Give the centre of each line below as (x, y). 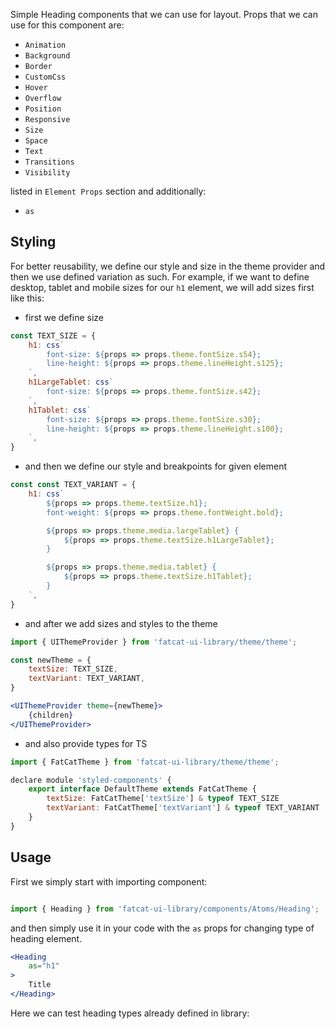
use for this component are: (67, 25)
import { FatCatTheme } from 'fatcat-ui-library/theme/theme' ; (145, 762)
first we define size (64, 317)
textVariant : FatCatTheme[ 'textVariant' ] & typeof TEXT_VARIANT (183, 808)
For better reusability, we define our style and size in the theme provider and (168, 266)
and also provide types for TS (86, 743)
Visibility (47, 173)
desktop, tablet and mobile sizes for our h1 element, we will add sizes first (162, 287)
